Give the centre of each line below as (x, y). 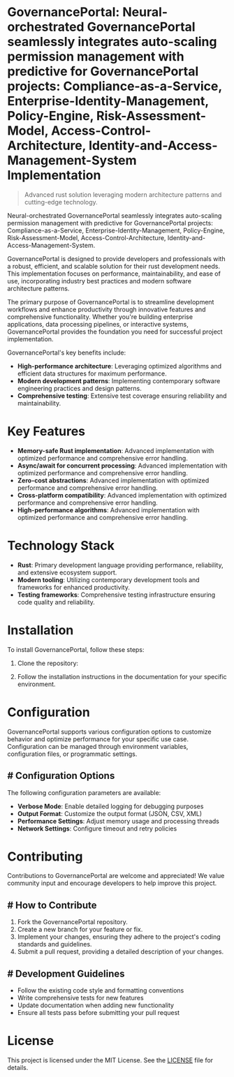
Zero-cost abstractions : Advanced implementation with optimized (113, 480)
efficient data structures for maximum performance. (92, 373)
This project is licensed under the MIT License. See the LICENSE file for (110, 1060)
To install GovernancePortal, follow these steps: (76, 649)
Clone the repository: (48, 663)
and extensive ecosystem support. (67, 572)
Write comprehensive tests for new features (81, 998)
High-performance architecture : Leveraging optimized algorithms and (119, 366)
